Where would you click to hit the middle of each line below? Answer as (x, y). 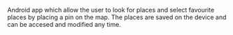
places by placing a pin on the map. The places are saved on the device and (117, 17)
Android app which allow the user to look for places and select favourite (111, 10)
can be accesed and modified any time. (64, 24)
